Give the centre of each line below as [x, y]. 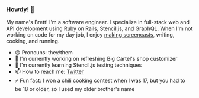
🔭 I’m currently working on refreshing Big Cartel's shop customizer [96, 59]
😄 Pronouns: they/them [44, 53]
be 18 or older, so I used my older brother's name [75, 89]
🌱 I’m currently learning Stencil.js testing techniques [78, 65]
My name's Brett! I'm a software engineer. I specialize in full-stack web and [98, 22]
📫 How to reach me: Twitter [49, 72]
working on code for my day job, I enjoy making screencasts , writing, [90, 35]
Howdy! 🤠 [20, 9]
